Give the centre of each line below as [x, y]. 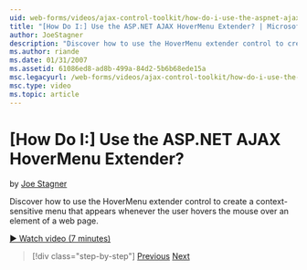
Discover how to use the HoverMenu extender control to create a [132, 202]
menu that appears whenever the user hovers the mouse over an [167, 212]
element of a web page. [54, 221]
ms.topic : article [44, 94]
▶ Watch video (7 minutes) [60, 239]
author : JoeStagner [47, 35]
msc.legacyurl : [38, 78]
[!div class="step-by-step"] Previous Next [111, 256]
